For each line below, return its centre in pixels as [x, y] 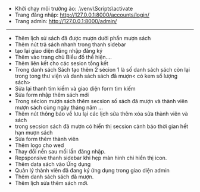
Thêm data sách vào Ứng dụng [53, 164]
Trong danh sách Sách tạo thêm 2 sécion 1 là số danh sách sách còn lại [102, 70]
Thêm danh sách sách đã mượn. [54, 177]
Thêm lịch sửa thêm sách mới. [52, 183]
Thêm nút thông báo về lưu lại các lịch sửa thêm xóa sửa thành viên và [101, 114]
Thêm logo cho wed [39, 145]
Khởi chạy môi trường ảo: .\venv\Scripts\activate [74, 9]
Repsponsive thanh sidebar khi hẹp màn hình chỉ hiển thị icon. [91, 158]
